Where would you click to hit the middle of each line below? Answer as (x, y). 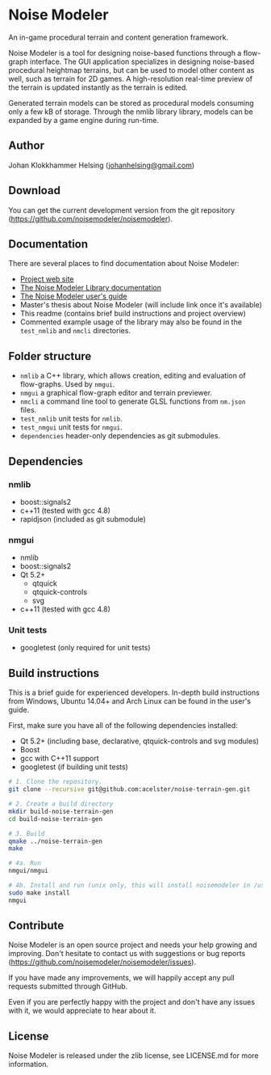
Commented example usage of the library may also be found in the (131, 322)
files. (28, 410)
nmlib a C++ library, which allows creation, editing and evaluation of (133, 376)
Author (26, 146)
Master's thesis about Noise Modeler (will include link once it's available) (141, 305)
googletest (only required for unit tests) (85, 648)
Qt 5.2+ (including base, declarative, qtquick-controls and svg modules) (140, 741)
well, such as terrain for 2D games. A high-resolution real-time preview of (130, 78)
